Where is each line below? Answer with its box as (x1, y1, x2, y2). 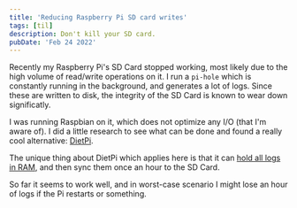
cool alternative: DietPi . (9, 135, 95, 146)
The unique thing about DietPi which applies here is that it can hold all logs (9, 152, 281, 164)
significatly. (9, 99, 51, 111)
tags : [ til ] (9, 21, 53, 30)
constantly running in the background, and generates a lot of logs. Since (9, 81, 272, 91)
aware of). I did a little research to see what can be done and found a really (9, 126, 283, 137)
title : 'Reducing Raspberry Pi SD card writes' (9, 12, 188, 22)
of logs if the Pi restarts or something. (9, 189, 148, 199)
